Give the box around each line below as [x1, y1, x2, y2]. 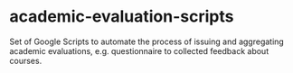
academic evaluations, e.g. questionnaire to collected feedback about [9, 45, 269, 56]
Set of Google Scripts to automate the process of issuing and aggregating [9, 36, 285, 47]
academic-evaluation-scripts [9, 6, 234, 27]
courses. [9, 55, 43, 66]
